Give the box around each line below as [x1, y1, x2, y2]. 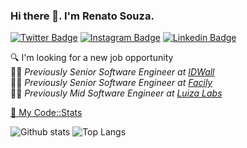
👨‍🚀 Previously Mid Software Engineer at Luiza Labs [10, 87, 223, 99]
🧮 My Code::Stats [10, 107, 83, 119]
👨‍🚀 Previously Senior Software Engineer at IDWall [10, 66, 215, 78]
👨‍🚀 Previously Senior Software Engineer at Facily [10, 77, 213, 89]
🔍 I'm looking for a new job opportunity [10, 52, 174, 64]
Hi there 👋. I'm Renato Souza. [10, 9, 155, 23]
